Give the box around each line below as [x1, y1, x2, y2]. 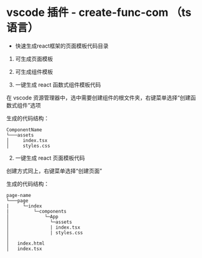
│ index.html [6, 240, 45, 246]
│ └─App [6, 213, 59, 220]
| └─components [6, 208, 67, 214]
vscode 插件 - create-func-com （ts [6, 5, 192, 20]
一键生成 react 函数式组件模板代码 [15, 81, 101, 88]
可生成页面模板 [15, 55, 53, 62]
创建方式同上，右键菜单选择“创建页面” [6, 167, 103, 174]
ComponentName [6, 126, 43, 133]
